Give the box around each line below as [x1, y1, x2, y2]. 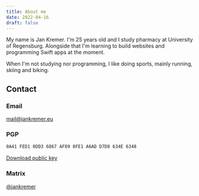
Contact [6, 84, 37, 94]
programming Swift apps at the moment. [6, 49, 105, 56]
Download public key [6, 154, 58, 161]
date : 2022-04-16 [6, 14, 49, 20]
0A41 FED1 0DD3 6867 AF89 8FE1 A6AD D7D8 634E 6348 [6, 144, 137, 150]
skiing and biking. [6, 67, 49, 74]
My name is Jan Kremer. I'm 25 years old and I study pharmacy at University [6, 36, 193, 43]
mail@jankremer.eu [6, 116, 53, 123]
